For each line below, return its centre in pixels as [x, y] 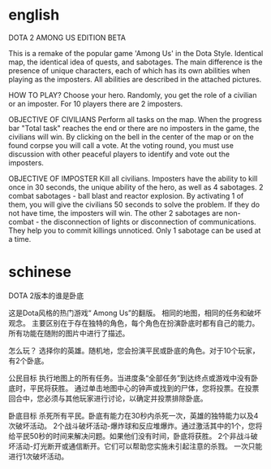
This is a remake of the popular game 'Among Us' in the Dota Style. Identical [136, 53]
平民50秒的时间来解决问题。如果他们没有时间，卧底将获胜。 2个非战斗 [133, 436]
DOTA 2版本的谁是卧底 [46, 296]
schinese [40, 272]
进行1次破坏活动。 [39, 456]
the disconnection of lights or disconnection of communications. [149, 221]
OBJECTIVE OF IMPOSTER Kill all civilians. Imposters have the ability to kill [133, 178]
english [34, 15]
